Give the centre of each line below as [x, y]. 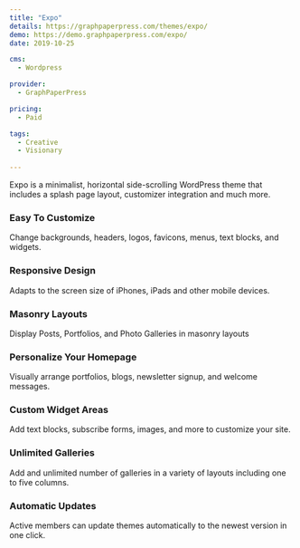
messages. [30, 387]
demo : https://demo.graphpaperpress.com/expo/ [98, 34]
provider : [28, 84]
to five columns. [39, 482]
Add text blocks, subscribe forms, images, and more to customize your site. [150, 429]
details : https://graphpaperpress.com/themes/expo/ [108, 26]
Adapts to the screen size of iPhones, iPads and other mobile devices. [140, 290]
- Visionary [40, 150]
